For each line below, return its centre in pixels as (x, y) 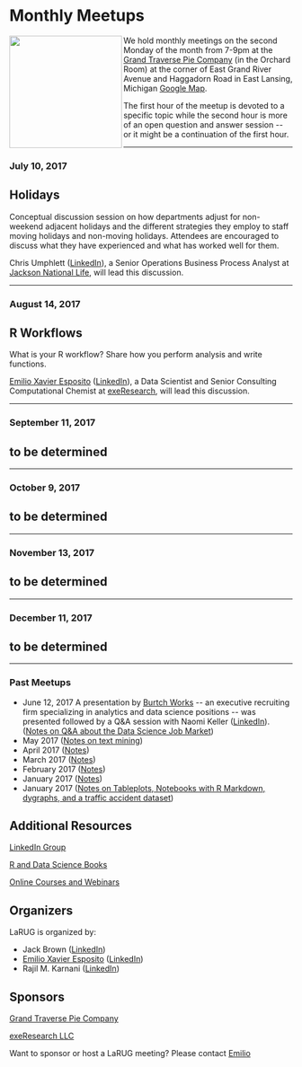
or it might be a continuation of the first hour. (206, 134)
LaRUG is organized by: (53, 932)
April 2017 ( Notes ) (56, 750)
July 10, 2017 (38, 165)
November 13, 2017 (52, 552)
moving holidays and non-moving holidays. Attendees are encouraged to (144, 235)
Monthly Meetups (77, 16)
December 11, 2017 (51, 618)
